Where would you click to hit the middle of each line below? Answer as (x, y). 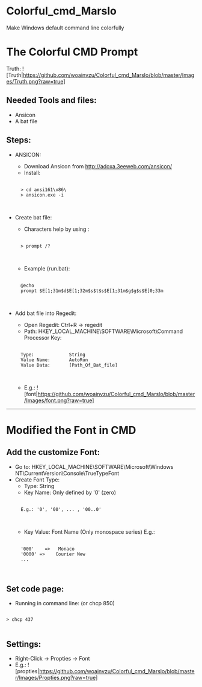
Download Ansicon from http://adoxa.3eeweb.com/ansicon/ (98, 166)
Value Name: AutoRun (54, 360)
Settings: (24, 644)
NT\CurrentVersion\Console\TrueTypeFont (67, 473)
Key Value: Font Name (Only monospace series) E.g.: (89, 532)
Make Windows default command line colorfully (65, 28)
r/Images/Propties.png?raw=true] (56, 678)
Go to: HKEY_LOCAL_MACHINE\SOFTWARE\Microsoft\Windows (94, 466)
